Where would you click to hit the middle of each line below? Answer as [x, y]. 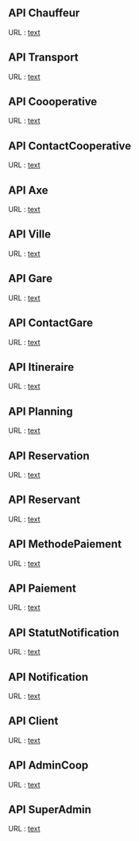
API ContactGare [51, 323]
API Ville [30, 234]
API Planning [41, 411]
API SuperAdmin [50, 810]
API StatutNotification [64, 633]
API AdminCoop [48, 766]
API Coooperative [53, 102]
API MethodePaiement [65, 544]
